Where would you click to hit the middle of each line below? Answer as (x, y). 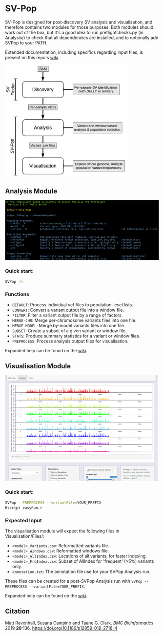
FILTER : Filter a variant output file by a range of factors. (67, 315)
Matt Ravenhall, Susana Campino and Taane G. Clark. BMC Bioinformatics (79, 623)
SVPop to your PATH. (26, 42)
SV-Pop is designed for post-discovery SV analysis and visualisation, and (79, 22)
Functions (17, 294)
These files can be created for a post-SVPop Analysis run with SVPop (74, 581)
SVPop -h (14, 282)
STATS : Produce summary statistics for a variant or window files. (76, 336)
